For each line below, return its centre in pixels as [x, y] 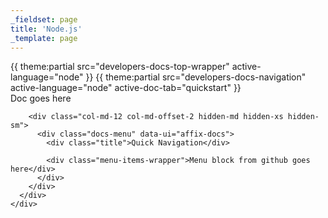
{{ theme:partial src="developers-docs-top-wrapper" [120, 67]
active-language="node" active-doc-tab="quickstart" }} [126, 88]
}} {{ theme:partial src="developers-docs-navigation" [196, 77]
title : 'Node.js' [46, 29]
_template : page [44, 38]
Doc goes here [41, 98]
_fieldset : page [44, 19]
